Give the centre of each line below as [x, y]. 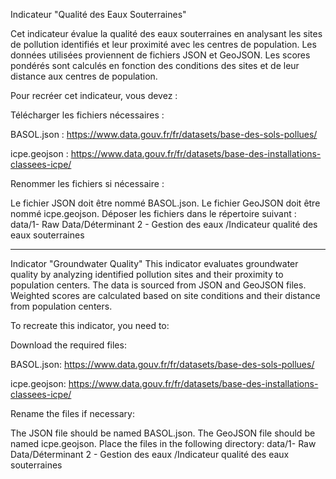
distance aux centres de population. [84, 76]
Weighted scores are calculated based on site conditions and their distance [165, 295]
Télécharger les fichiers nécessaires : [87, 115]
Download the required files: [68, 345]
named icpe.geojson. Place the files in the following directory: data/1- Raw [163, 443]
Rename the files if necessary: [73, 413]
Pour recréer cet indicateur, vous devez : [94, 95]
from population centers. [61, 306]
